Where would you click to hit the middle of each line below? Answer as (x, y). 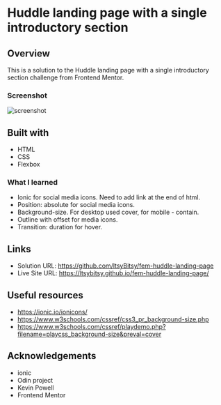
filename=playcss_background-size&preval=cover (89, 334)
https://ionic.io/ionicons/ (52, 312)
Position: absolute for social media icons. (76, 205)
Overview (29, 53)
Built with (28, 133)
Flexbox (28, 165)
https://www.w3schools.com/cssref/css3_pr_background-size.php (113, 319)
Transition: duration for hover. (60, 227)
